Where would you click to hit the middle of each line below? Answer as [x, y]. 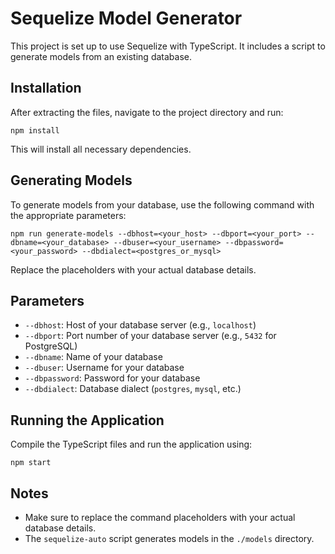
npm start [31, 463]
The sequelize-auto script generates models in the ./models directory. [169, 538]
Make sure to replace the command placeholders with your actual [160, 517]
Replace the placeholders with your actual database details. [133, 269]
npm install [35, 130]
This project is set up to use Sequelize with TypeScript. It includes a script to [168, 46]
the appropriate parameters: [68, 215]
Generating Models [71, 180]
